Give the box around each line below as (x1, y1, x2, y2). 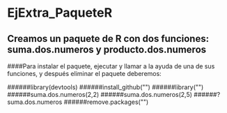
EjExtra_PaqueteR (7, 5, 113, 21)
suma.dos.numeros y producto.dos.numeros (7, 43, 207, 55)
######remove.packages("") (63, 98, 149, 106)
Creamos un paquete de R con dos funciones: (7, 33, 210, 45)
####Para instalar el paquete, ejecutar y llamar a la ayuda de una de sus (7, 62, 215, 70)
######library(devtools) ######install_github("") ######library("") (7, 83, 204, 91)
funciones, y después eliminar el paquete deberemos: (7, 70, 162, 77)
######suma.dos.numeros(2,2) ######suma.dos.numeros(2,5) (7, 91, 193, 98)
